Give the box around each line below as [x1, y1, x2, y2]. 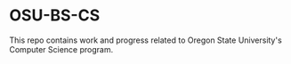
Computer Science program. [9, 44, 114, 54]
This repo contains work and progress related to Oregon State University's [9, 35, 282, 45]
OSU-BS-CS [9, 5, 101, 26]
